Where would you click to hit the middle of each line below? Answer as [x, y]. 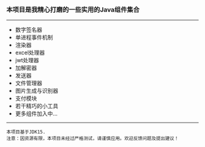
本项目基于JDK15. [26, 132]
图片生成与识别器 [37, 91]
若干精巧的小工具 [37, 106]
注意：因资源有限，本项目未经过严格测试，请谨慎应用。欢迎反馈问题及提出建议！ [92, 138]
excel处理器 [30, 52]
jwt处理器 [27, 60]
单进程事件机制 [34, 37]
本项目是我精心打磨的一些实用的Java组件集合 [73, 9]
